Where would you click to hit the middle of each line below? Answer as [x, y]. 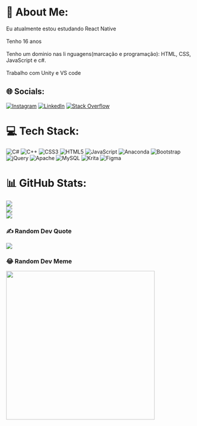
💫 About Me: [37, 12]
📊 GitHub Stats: [47, 183]
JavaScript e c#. [26, 60]
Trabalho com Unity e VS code [44, 73]
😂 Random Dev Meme [39, 261]
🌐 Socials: [26, 92]
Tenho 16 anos [24, 41]
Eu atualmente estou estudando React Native [61, 29]
